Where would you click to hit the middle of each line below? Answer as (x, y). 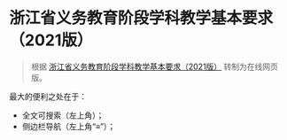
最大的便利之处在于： (48, 96)
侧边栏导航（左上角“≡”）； (69, 126)
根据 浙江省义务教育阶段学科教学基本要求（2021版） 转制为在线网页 (155, 66)
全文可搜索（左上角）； (63, 115)
